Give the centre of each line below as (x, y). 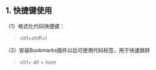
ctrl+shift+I (33, 38)
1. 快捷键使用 (29, 11)
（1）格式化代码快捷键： (35, 26)
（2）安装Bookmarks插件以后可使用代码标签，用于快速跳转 (78, 50)
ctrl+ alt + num (38, 62)
